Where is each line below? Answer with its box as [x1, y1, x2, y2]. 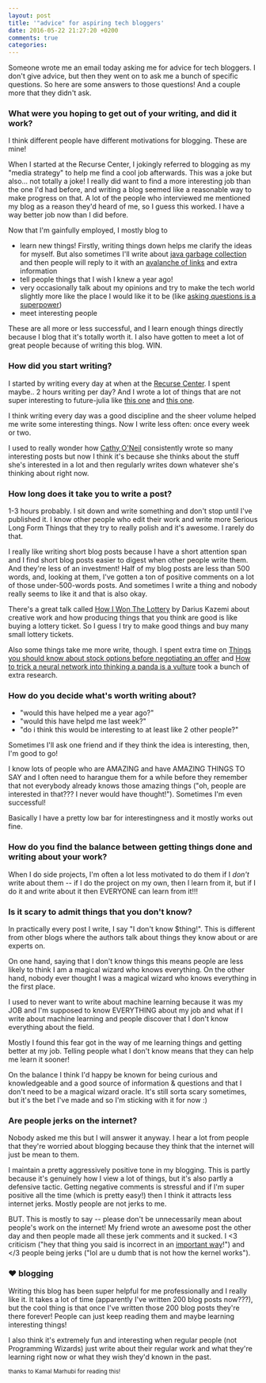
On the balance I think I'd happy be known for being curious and [8, 1070, 218, 1079]
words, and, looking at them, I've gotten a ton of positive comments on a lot [8, 572, 255, 582]
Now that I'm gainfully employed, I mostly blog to [8, 225, 168, 235]
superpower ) [19, 300, 63, 309]
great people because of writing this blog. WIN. [8, 340, 163, 350]
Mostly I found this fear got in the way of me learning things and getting [8, 1037, 242, 1047]
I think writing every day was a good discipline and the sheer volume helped [8, 410, 256, 421]
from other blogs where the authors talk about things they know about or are [8, 932, 258, 942]
